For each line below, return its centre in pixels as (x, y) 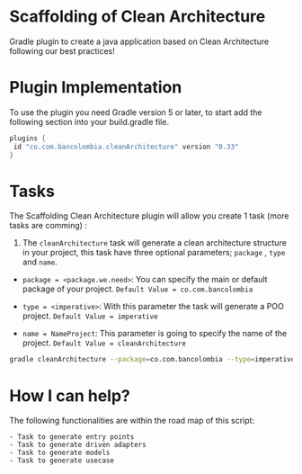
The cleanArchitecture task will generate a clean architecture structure (155, 243)
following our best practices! (62, 50)
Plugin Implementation (96, 88)
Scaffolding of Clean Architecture (138, 17)
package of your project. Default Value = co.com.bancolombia (138, 289)
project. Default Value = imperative (90, 316)
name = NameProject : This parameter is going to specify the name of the (155, 334)
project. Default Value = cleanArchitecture (104, 343)
